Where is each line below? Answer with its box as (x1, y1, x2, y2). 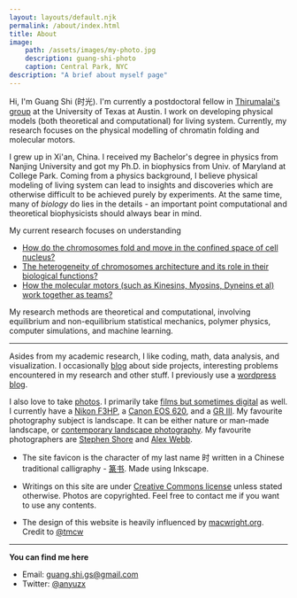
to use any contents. (21, 500, 97, 510)
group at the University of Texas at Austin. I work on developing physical (9, 105, 274, 116)
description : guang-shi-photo (25, 54, 137, 63)
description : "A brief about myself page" (9, 71, 168, 80)
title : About (9, 29, 57, 38)
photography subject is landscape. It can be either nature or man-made (9, 415, 270, 425)
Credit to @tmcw (21, 526, 84, 537)
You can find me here (9, 551, 89, 563)
